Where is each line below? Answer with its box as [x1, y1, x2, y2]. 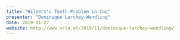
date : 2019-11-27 [6, 19, 49, 25]
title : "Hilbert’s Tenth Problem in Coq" [6, 8, 111, 15]
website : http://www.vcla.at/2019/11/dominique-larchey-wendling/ [6, 25, 175, 31]
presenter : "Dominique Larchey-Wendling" [6, 14, 111, 20]
